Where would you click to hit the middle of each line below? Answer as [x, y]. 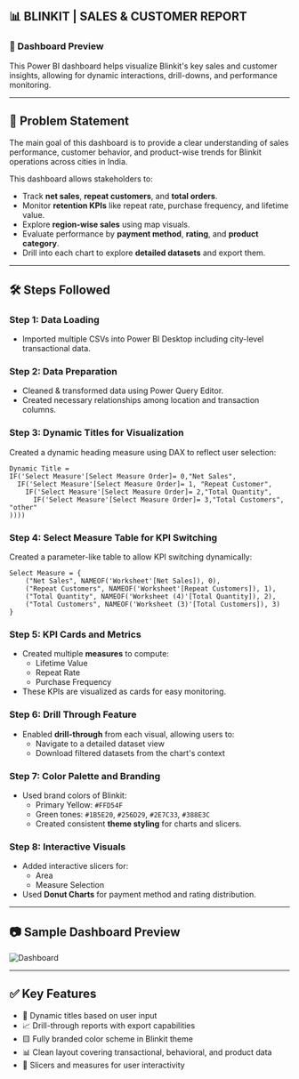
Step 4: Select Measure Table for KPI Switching [113, 537]
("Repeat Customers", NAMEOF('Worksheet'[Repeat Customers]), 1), [151, 589]
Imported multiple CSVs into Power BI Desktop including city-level [143, 339]
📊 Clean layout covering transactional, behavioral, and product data [147, 1052]
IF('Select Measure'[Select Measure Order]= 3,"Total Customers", [158, 499]
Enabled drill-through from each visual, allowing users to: [128, 734]
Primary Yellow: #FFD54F [79, 804]
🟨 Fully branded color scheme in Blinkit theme [108, 1039]
